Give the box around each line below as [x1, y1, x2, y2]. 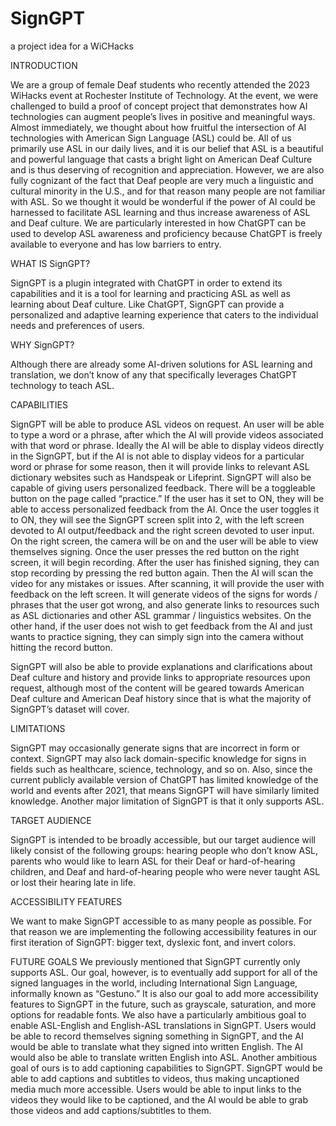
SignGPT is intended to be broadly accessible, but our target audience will [10, 833, 316, 846]
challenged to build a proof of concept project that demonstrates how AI [10, 100, 308, 112]
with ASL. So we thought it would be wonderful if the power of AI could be [10, 195, 316, 207]
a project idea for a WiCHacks [10, 40, 134, 52]
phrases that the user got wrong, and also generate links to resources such [10, 598, 320, 611]
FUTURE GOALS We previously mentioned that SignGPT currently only [10, 955, 301, 967]
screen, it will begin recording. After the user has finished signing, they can [10, 556, 320, 568]
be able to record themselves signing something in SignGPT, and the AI [10, 1030, 304, 1042]
